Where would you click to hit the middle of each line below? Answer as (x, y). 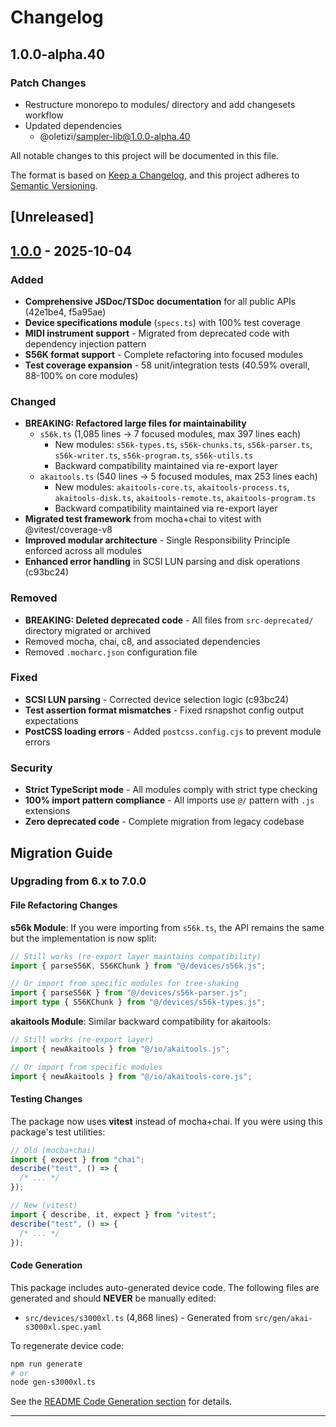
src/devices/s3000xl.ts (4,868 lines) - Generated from (138, 1317)
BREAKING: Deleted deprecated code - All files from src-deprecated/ (169, 620)
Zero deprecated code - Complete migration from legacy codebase (164, 822)
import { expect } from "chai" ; (77, 1159)
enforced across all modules (83, 551)
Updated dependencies (73, 125)
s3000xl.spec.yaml (63, 1327)
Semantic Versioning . (54, 185)
